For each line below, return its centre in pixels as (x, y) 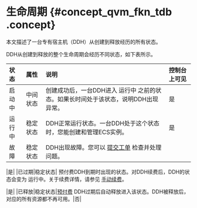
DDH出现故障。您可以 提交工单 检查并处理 (103, 147)
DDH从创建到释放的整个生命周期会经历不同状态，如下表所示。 (81, 54)
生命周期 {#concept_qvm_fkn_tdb (89, 12)
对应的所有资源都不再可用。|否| (44, 199)
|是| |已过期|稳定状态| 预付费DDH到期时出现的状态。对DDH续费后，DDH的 (95, 172)
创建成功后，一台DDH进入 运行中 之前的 (101, 90)
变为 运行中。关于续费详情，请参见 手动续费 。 (72, 179)
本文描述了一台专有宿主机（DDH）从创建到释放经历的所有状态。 (84, 42)
